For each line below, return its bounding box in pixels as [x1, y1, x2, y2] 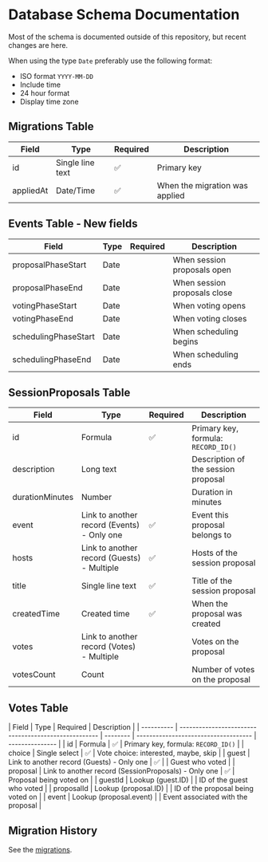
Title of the [191, 576, 233, 587]
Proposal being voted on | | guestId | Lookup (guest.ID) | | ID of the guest [8, 775, 249, 785]
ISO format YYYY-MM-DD [19, 71, 94, 81]
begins [172, 336, 199, 347]
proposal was [191, 608, 242, 620]
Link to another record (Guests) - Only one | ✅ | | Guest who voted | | [8, 758, 235, 767]
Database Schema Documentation [8, 6, 240, 24]
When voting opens [172, 300, 246, 311]
